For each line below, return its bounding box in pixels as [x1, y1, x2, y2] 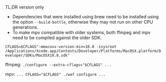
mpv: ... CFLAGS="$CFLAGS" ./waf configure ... [5, 71, 106, 77]
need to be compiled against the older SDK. [12, 35, 102, 41]
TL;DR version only [5, 4, 44, 10]
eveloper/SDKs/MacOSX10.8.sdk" [5, 53, 70, 58]
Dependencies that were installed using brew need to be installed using [12, 14, 159, 19]
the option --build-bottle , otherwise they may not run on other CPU [12, 19, 153, 25]
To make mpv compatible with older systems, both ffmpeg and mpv [12, 30, 151, 35]
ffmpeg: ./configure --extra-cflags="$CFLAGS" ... [5, 62, 112, 67]
